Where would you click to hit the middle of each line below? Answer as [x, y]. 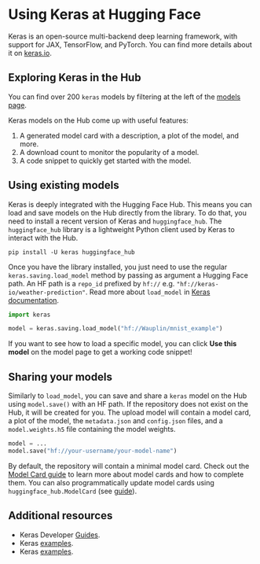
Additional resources [60, 516]
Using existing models [64, 185]
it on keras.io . [30, 53]
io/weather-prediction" [47, 293]
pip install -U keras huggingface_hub [71, 252]
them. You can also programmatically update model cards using [111, 482]
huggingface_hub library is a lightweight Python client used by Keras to [122, 229]
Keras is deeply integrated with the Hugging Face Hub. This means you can [130, 204]
